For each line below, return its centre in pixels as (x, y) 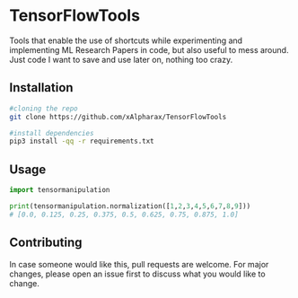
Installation (41, 88)
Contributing (46, 243)
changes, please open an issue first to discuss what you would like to (138, 274)
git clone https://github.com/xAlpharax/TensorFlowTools (118, 117)
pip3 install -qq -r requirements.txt (82, 141)
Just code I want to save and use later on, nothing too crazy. (121, 59)
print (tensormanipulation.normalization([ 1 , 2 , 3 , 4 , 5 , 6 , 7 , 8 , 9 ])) (130, 206)
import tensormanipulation (60, 190)
